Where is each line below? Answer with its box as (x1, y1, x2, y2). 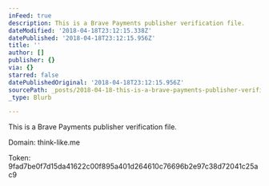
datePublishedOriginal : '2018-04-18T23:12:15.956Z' (8, 78, 184, 86)
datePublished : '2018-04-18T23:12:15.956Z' (8, 34, 156, 42)
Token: (8, 153, 31, 163)
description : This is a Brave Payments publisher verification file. (8, 19, 246, 27)
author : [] (8, 49, 45, 57)
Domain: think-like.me (8, 137, 81, 148)
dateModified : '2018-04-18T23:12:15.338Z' (8, 26, 152, 34)
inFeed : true (8, 11, 52, 20)
